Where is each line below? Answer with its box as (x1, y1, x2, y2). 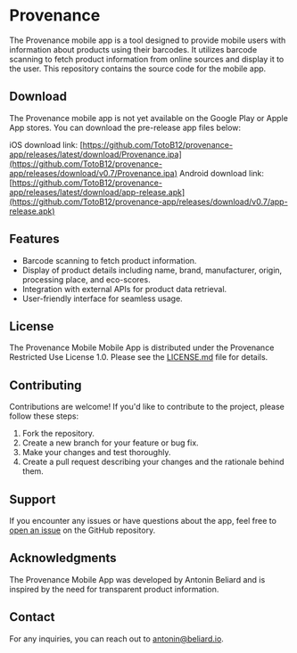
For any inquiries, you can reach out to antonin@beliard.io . (9, 633, 225, 644)
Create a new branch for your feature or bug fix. (21, 437, 199, 448)
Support (9, 492, 56, 507)
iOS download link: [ (9, 139, 83, 150)
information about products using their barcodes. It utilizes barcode (9, 44, 258, 54)
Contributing (9, 378, 82, 393)
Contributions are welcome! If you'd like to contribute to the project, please (9, 402, 285, 412)
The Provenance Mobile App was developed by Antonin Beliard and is (9, 574, 266, 584)
